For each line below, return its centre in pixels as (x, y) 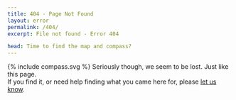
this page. (22, 74)
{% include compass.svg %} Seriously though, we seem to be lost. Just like (118, 67)
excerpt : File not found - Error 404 (63, 34)
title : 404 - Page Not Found (50, 14)
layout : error (28, 21)
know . (16, 89)
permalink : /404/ (33, 27)
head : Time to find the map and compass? (70, 47)
